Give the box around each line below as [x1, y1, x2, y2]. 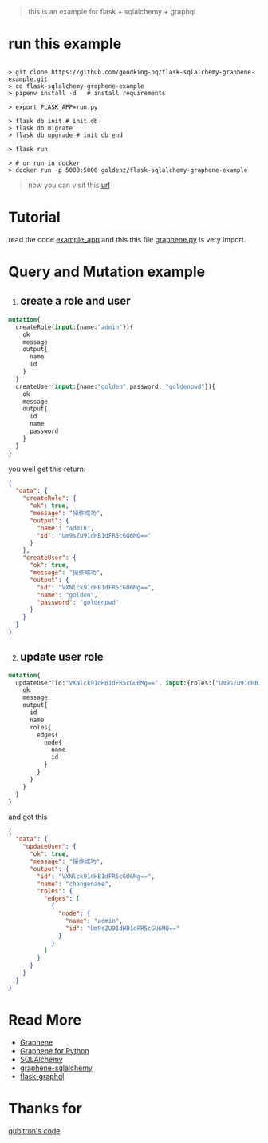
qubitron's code [8, 1125, 61, 1135]
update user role [19, 650, 104, 664]
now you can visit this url [27, 180, 110, 190]
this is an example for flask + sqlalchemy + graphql [27, 7, 196, 16]
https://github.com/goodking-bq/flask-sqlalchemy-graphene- [50, 68, 255, 76]
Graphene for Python [19, 1045, 89, 1055]
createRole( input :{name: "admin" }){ [15, 323, 134, 331]
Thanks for [8, 1099, 82, 1117]
